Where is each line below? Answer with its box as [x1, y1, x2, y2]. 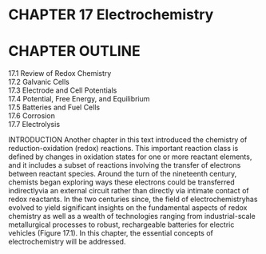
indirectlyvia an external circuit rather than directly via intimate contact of [8, 186, 249, 196]
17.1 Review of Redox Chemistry [8, 69, 112, 78]
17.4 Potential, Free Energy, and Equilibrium [8, 94, 150, 104]
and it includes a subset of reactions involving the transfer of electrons [8, 161, 241, 170]
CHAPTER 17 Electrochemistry [8, 6, 214, 24]
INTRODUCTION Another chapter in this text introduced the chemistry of [8, 135, 248, 145]
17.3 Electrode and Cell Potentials [8, 85, 117, 95]
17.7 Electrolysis [8, 120, 61, 129]
